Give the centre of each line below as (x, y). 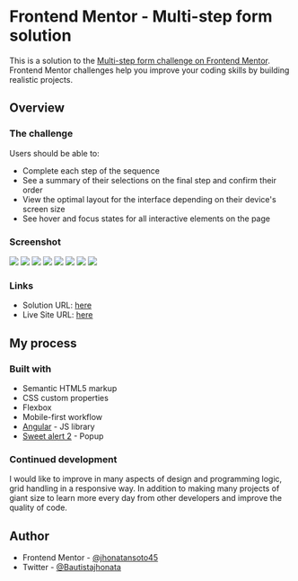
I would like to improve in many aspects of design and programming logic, (146, 479)
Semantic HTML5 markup (70, 388)
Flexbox (37, 407)
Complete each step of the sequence (91, 170)
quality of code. (38, 508)
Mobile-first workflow (62, 416)
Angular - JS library (59, 426)
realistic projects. (41, 79)
